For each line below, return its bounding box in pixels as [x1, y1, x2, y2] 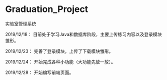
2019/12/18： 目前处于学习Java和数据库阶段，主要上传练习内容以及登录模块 [5, 31, 162, 37]
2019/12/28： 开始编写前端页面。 [5, 69, 74, 75]
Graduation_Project [5, 3, 89, 15]
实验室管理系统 [5, 20, 36, 26]
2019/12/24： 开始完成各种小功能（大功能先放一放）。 [5, 58, 116, 64]
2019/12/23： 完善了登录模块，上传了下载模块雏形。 [5, 48, 114, 54]
